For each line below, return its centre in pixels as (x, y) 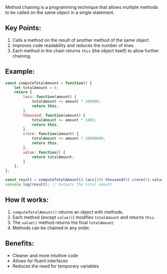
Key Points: (23, 28)
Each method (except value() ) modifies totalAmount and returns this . (84, 217)
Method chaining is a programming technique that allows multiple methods (82, 7)
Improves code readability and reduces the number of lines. (74, 45)
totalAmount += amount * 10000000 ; (69, 139)
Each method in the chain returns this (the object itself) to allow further (85, 50)
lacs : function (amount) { (50, 97)
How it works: (27, 200)
